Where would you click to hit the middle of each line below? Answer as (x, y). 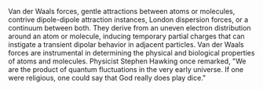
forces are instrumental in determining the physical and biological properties (131, 53)
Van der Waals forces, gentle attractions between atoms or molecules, (122, 11)
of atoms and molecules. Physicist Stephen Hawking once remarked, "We (127, 61)
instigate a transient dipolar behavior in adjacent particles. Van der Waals (126, 45)
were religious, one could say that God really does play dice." (107, 78)
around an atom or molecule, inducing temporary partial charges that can (126, 36)
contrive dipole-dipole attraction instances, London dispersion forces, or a (128, 20)
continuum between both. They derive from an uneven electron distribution (130, 28)
